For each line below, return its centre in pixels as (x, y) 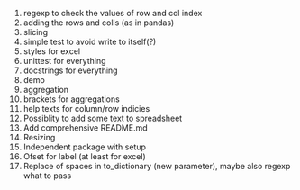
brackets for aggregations (71, 99)
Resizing (39, 137)
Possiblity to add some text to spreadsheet (103, 118)
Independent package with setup (85, 147)
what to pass (47, 176)
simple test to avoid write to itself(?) (90, 41)
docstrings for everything (70, 70)
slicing (36, 32)
